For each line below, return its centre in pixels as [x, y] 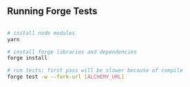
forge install [28, 58]
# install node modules [41, 33]
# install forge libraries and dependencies [72, 52]
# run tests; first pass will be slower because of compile [95, 71]
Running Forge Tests [52, 11]
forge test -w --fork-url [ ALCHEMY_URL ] [66, 77]
